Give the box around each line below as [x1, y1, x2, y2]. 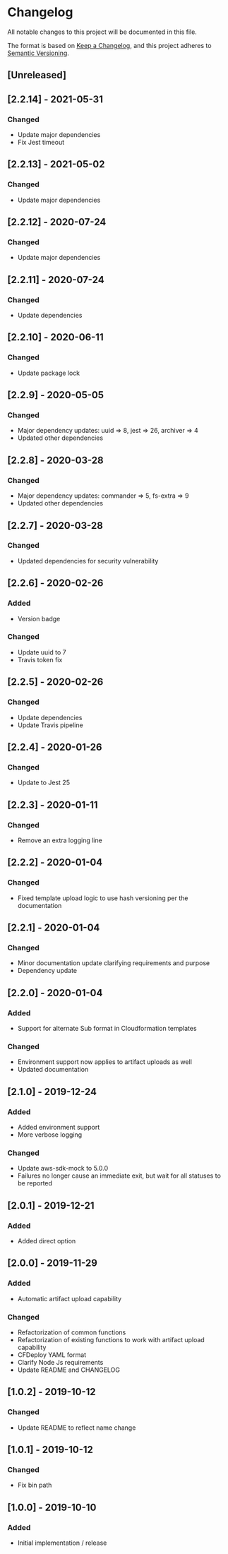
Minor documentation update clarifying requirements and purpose [17, 959, 210, 967]
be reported [17, 1179, 53, 1188]
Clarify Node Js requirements [17, 1358, 104, 1366]
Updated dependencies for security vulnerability [17, 556, 159, 565]
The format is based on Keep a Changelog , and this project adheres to [7, 41, 212, 49]
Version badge [17, 614, 61, 623]
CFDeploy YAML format [17, 1350, 87, 1359]
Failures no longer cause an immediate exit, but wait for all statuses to [17, 1171, 221, 1180]
